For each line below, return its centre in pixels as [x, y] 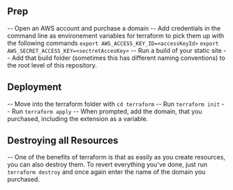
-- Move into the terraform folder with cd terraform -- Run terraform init [114, 104]
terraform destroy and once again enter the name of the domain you [106, 172]
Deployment [35, 87]
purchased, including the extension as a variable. [78, 118]
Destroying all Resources [63, 141]
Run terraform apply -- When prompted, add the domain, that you [107, 111]
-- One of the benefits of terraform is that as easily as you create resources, [116, 157]
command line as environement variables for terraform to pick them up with [116, 35]
